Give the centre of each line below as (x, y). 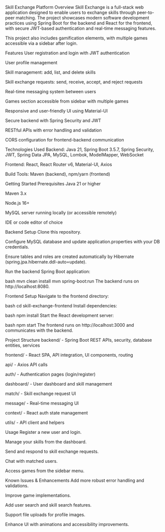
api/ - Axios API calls (27, 365)
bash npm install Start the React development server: (60, 315)
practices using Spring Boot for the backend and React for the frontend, (79, 23)
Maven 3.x (16, 193)
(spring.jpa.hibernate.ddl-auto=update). (46, 262)
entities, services (23, 345)
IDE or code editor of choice (34, 222)
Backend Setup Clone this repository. (43, 232)
